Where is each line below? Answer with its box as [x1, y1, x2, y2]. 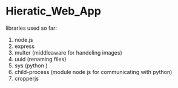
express [14, 42, 35, 50]
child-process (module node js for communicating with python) [14, 68, 173, 75]
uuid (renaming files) [14, 55, 67, 63]
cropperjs [14, 75, 39, 82]
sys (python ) [14, 62, 48, 69]
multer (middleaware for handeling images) [14, 49, 122, 56]
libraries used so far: [5, 24, 57, 32]
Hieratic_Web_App [5, 4, 101, 18]
